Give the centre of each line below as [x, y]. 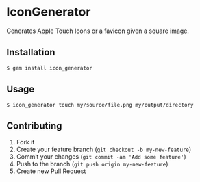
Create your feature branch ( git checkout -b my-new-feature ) [104, 149]
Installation [31, 52]
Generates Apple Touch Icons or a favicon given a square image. [98, 31]
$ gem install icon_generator [50, 68]
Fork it [25, 142]
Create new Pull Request [51, 171]
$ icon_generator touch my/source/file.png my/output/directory [100, 105]
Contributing [34, 126]
